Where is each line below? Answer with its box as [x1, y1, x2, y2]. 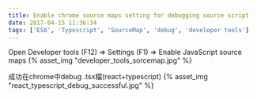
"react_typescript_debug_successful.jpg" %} [8, 81, 154, 90]
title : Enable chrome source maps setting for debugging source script [8, 11, 249, 20]
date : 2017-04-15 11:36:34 [8, 19, 97, 27]
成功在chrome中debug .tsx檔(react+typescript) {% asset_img [8, 72, 208, 82]
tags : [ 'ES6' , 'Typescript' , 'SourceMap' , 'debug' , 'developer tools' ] [8, 26, 249, 34]
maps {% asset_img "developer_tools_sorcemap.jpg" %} [8, 56, 192, 65]
